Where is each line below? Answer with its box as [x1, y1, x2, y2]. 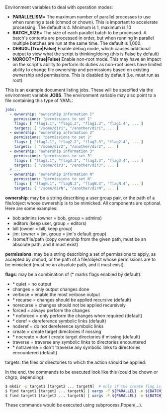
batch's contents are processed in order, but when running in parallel [12, 35, 154, 41]
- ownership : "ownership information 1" [9, 111, 94, 116]
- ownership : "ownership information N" [9, 172, 94, 177]
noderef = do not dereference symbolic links [12, 323, 104, 329]
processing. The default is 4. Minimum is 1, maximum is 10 [12, 24, 132, 30]
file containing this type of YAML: [5, 98, 74, 103]
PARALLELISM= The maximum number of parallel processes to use [12, 14, 151, 19]
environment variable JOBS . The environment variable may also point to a [5, 92, 156, 98]
